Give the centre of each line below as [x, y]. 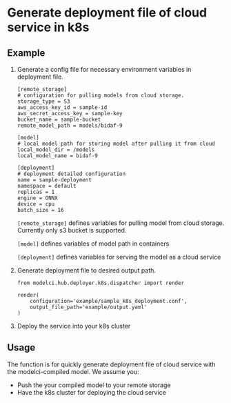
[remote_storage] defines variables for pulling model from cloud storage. [121, 223]
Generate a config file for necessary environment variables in [104, 69]
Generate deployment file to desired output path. [87, 270]
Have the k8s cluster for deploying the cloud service [92, 392]
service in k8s [48, 27]
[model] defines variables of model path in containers [93, 244]
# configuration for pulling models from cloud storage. [101, 95]
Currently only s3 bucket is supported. [72, 230]
